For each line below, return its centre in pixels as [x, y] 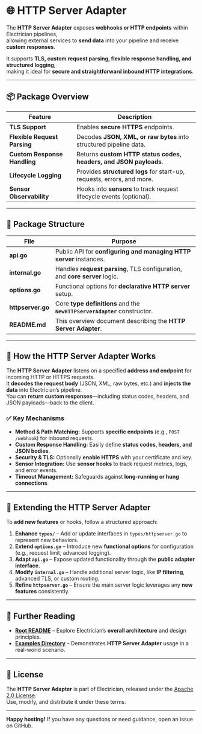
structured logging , [31, 65]
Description [135, 116]
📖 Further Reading [41, 616]
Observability [29, 196]
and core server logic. [87, 276]
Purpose [124, 241]
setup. [64, 293]
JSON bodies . [32, 451]
